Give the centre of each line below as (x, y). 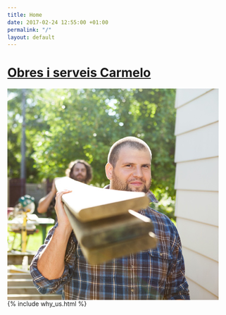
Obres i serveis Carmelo (79, 73)
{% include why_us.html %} (47, 304)
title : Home (25, 15)
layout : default (31, 37)
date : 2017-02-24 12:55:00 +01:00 (58, 22)
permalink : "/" (30, 30)
